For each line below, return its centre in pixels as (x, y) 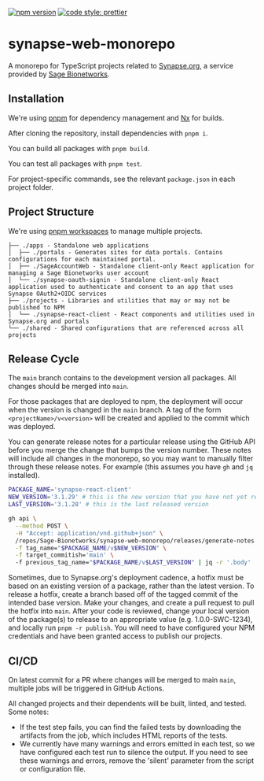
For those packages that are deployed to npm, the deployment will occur (126, 402)
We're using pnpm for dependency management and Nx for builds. (116, 117)
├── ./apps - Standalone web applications (79, 245)
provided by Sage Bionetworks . (59, 74)
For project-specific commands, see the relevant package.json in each (122, 179)
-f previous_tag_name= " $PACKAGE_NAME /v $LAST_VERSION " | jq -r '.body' (133, 563)
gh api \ (22, 519)
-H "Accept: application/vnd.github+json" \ (89, 533)
